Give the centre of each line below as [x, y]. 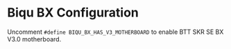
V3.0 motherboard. [34, 39]
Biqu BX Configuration [73, 13]
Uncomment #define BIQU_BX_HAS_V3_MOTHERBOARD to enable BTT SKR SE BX [115, 32]
